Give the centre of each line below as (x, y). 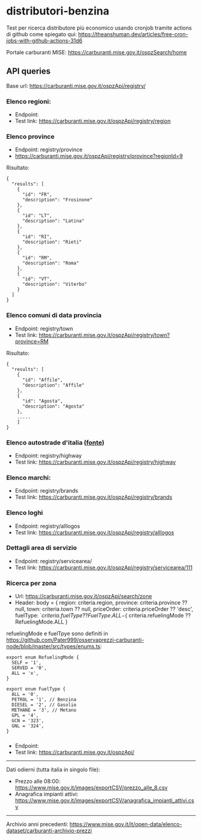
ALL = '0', (25, 695)
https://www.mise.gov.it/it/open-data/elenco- (126, 824)
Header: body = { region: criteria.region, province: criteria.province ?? (101, 603)
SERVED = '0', (29, 668)
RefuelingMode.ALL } (41, 622)
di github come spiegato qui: (41, 34)
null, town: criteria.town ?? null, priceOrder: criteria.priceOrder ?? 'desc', (104, 609)
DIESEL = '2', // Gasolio (44, 705)
